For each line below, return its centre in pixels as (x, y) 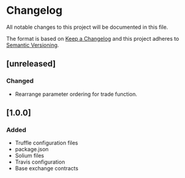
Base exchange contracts (46, 168)
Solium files (29, 156)
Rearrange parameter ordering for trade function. (76, 94)
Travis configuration (40, 162)
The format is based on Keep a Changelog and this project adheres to (93, 38)
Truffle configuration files (46, 143)
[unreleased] (31, 64)
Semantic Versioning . (33, 45)
